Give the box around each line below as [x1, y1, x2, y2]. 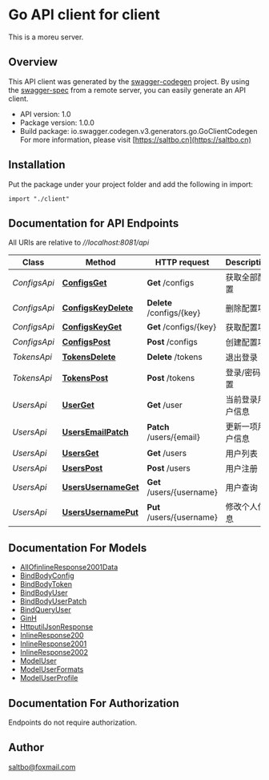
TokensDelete [62, 351, 116, 362]
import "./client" [8, 195, 70, 203]
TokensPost [62, 373, 109, 384]
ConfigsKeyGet [62, 321, 122, 333]
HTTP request [155, 257, 210, 268]
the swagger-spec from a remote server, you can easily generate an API [8, 85, 247, 95]
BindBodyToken [19, 580, 72, 589]
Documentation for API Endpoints [8, 216, 179, 230]
